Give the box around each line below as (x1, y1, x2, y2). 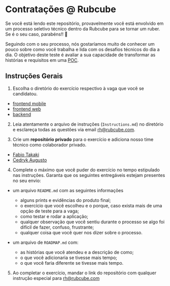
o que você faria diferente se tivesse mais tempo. (20, 260, 124, 266)
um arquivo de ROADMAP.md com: (12, 239, 79, 245)
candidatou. (12, 90, 38, 97)
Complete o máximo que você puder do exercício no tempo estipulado (12, 166, 160, 173)
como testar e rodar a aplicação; (20, 213, 89, 219)
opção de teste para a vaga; (20, 208, 79, 214)
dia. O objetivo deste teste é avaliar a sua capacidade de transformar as (5, 52, 156, 58)
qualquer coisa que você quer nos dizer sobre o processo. (20, 229, 143, 235)
